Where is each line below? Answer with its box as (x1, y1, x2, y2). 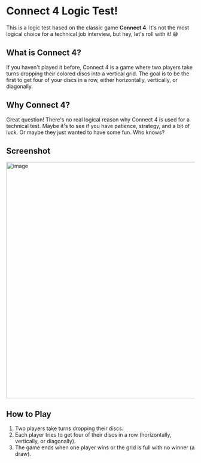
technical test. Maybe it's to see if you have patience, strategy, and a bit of (6, 122, 190, 129)
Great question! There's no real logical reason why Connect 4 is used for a (6, 115, 190, 123)
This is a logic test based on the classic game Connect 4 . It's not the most (6, 24, 190, 31)
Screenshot (6, 145, 51, 156)
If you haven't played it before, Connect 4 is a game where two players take (6, 63, 193, 71)
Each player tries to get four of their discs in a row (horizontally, (14, 431, 172, 438)
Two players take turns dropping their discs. (14, 425, 124, 432)
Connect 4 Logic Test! (6, 4, 118, 18)
